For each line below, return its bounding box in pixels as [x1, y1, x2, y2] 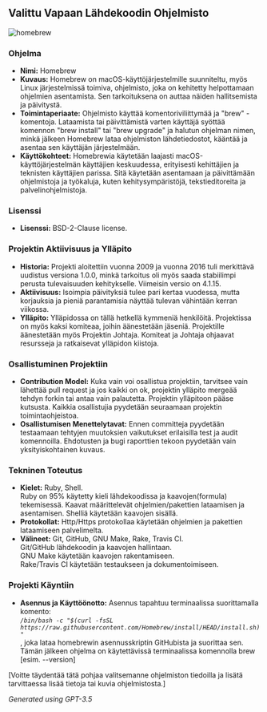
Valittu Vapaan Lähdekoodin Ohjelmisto [8, 6, 209, 20]
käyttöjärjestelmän [19, 160, 82, 169]
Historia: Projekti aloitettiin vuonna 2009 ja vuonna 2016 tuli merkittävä [19, 261, 254, 271]
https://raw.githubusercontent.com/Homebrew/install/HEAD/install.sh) [19, 623, 261, 632]
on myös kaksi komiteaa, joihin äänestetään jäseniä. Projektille [19, 321, 225, 331]
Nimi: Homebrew [19, 66, 77, 75]
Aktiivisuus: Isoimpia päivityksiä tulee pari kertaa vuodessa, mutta [19, 287, 240, 297]
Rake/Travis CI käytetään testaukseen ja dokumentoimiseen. [19, 560, 219, 569]
